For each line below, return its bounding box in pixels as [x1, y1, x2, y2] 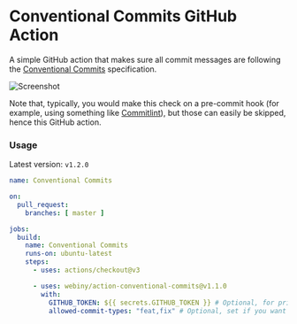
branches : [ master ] [25, 208, 104, 218]
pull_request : [17, 200, 69, 209]
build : [17, 233, 42, 242]
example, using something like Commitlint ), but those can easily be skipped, [9, 107, 286, 118]
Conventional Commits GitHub [9, 6, 238, 27]
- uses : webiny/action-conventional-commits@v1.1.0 [32, 282, 227, 290]
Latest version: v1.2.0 [9, 159, 89, 170]
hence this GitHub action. [9, 117, 102, 127]
